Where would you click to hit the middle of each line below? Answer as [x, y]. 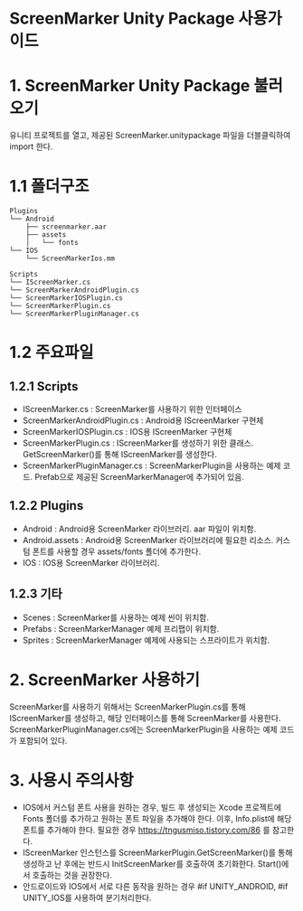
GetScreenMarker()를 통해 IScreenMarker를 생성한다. [119, 455]
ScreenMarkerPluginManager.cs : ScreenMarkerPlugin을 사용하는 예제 [151, 465]
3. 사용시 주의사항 [71, 780]
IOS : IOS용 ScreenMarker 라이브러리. [91, 562]
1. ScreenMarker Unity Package [130, 86]
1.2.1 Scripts [44, 386]
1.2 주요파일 [52, 352]
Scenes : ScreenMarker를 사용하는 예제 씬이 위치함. [116, 617]
